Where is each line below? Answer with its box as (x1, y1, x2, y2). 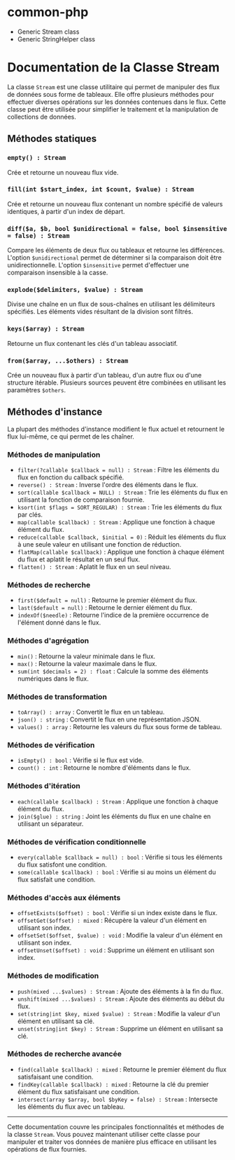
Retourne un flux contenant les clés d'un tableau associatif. (7, 339, 178, 347)
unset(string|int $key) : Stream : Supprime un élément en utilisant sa (17, 1024, 224, 1032)
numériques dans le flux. (17, 674, 89, 683)
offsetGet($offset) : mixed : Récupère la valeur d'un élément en (17, 916, 207, 925)
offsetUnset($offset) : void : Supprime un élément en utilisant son (17, 946, 215, 954)
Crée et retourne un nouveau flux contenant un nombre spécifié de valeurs (7, 199, 223, 208)
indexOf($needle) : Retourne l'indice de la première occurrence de (17, 611, 209, 620)
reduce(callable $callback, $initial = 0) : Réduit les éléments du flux (17, 533, 227, 541)
